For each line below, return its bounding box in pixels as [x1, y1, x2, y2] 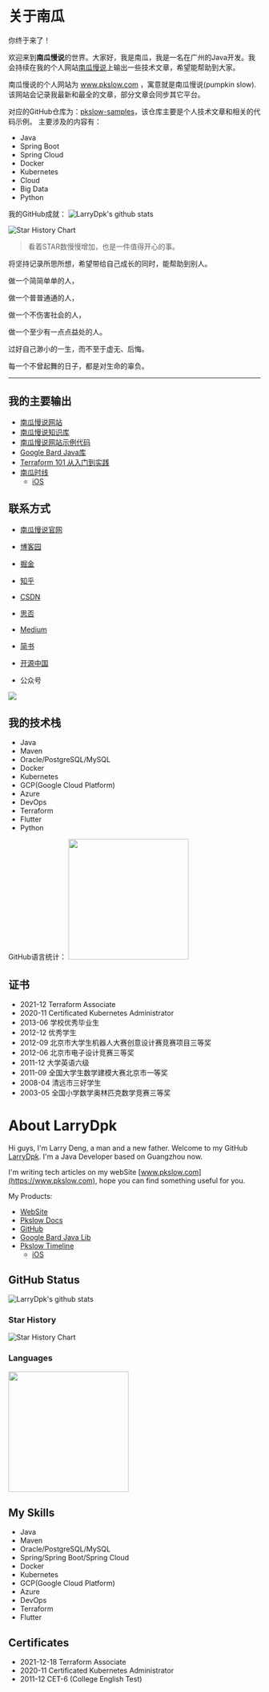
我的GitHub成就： [8, 209, 66, 218]
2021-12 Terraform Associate [19, 1000, 116, 1009]
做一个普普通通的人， [8, 292, 78, 302]
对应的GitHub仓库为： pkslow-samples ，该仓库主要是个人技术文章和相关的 [8, 106, 254, 116]
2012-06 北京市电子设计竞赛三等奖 [19, 1048, 134, 1058]
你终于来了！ [8, 35, 50, 45]
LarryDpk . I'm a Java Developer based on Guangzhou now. [8, 1152, 203, 1161]
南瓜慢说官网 [19, 524, 62, 534]
